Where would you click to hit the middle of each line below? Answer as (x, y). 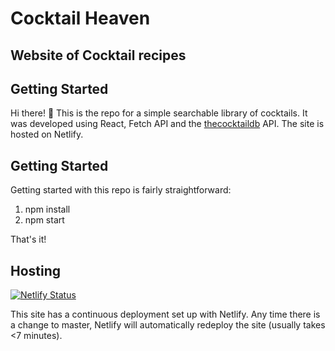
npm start (44, 220)
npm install (47, 209)
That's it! (28, 239)
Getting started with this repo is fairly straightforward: (121, 190)
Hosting (36, 270)
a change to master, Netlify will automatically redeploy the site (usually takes (168, 325)
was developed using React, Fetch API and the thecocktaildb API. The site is (167, 124)
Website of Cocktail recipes (98, 55)
